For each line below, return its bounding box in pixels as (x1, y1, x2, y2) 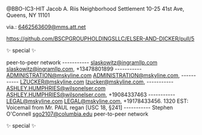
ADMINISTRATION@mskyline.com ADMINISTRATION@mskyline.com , (6, 72, 180, 79)
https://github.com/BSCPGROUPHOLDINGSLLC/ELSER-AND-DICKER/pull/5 (6, 35, 195, 42)
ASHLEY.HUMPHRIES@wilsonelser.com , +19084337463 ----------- (6, 91, 176, 98)
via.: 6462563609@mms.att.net (6, 24, 86, 30)
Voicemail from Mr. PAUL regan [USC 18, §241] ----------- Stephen (6, 104, 173, 111)
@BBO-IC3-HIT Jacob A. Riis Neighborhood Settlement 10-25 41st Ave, (6, 5, 184, 12)
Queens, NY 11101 (6, 12, 50, 19)
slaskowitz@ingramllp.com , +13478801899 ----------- (6, 65, 142, 72)
